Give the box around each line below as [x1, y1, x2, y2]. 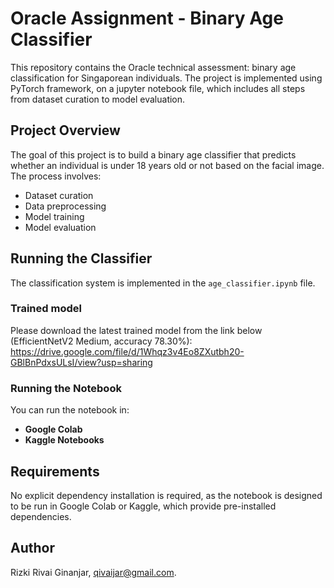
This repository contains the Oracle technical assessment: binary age [10, 61, 297, 73]
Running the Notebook [10, 381, 122, 395]
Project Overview [10, 122, 121, 139]
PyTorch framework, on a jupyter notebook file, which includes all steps [10, 82, 306, 94]
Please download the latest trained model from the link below [10, 324, 263, 336]
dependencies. [10, 510, 72, 522]
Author [10, 540, 55, 557]
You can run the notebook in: [10, 404, 130, 416]
